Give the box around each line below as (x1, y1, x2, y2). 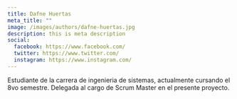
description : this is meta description (7, 30, 126, 37)
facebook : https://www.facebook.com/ (14, 43, 126, 50)
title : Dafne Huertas (7, 10, 72, 18)
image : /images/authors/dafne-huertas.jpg (7, 23, 135, 30)
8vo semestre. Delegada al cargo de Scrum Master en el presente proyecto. (7, 83, 230, 92)
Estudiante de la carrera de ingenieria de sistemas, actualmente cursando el (7, 76, 231, 84)
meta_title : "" (7, 17, 53, 24)
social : (7, 37, 31, 44)
